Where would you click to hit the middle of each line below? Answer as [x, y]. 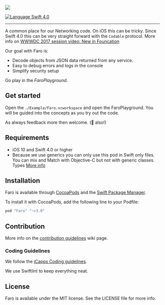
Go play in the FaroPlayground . [37, 80]
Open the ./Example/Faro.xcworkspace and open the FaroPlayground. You [79, 108]
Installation [23, 181]
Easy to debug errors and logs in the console [57, 66]
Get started [23, 96]
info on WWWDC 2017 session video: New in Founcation [62, 41]
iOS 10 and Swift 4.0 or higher [42, 149]
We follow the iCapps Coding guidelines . [46, 262]
